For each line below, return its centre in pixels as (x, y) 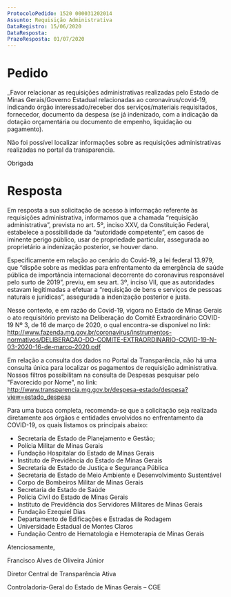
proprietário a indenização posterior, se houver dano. (83, 247)
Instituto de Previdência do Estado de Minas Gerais (90, 460)
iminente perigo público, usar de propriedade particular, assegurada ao (108, 239)
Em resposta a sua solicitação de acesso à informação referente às (102, 210)
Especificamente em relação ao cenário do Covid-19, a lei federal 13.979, (111, 260)
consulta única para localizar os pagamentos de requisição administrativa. (113, 368)
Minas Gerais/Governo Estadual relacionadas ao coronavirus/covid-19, (107, 100)
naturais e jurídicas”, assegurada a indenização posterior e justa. (99, 297)
